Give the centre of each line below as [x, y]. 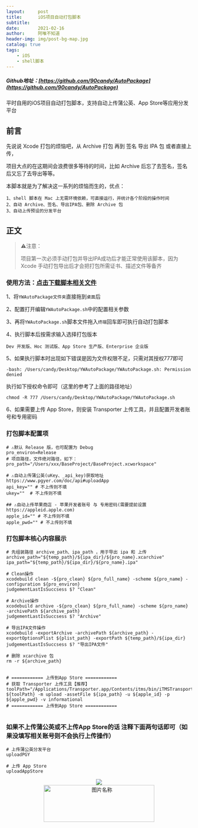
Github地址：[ [24, 81]
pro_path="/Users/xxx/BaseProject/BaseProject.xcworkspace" [82, 464]
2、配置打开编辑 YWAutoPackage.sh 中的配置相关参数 [68, 309]
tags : [13, 50]
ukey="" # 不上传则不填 [34, 493]
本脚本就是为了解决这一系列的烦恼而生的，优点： [65, 186]
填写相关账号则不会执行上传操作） [66, 736]
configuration [24, 584]
